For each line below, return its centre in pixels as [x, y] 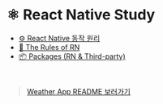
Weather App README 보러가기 [78, 91]
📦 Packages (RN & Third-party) [72, 56]
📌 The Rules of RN [49, 47]
